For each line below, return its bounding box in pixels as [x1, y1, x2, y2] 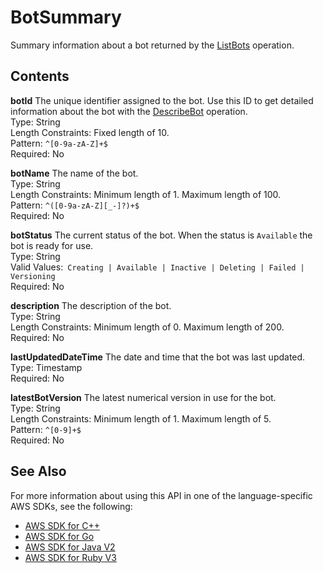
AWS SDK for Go [24, 530, 95, 542]
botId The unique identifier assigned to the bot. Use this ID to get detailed [10, 94, 314, 106]
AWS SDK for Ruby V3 [24, 551, 117, 563]
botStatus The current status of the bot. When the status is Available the [10, 229, 313, 241]
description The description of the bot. [10, 299, 172, 311]
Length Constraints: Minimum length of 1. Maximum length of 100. [10, 188, 282, 200]
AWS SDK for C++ [24, 519, 100, 531]
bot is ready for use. [10, 239, 94, 251]
